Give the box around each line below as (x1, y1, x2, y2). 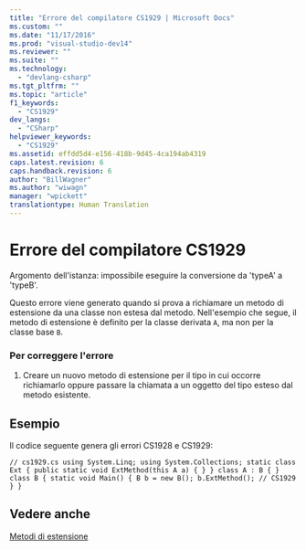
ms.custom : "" (9, 22, 64, 31)
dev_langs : (9, 115, 51, 124)
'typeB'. (9, 280, 38, 291)
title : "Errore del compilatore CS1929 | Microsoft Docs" (9, 13, 235, 23)
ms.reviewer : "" (9, 48, 71, 57)
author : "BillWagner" (9, 175, 92, 184)
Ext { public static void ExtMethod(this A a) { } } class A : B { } (9, 465, 280, 475)
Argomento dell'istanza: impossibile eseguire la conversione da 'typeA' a (9, 270, 283, 280)
